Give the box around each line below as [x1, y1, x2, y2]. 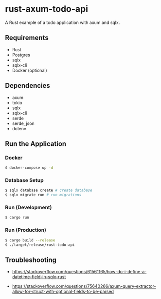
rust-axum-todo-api [5, 3, 89, 15]
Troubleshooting [5, 256, 57, 264]
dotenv [12, 125, 27, 131]
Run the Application [5, 140, 67, 148]
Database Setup [5, 177, 44, 184]
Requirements [5, 34, 49, 42]
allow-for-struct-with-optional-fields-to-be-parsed [12, 289, 114, 295]
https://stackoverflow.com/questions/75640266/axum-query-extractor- [12, 283, 157, 289]
